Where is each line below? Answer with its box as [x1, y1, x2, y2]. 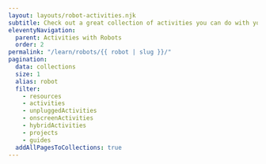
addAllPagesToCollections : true [15, 143, 123, 151]
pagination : [8, 56, 47, 64]
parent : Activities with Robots [15, 33, 123, 42]
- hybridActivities [22, 121, 87, 129]
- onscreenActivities [22, 114, 93, 122]
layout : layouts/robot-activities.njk [8, 11, 136, 20]
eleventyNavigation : [8, 26, 77, 34]
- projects [22, 129, 59, 136]
